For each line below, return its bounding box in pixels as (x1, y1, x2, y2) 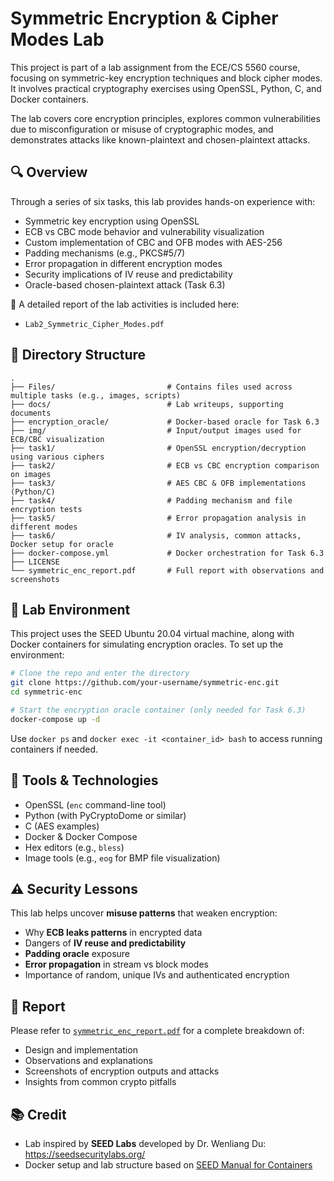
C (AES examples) (24, 820, 100, 832)
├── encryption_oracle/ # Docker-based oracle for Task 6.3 (10, 417, 320, 427)
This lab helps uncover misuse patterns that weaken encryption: (10, 907, 278, 919)
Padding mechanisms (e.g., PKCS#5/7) (24, 247, 186, 259)
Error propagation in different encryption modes (24, 257, 223, 269)
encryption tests (10, 504, 83, 514)
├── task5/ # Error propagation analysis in (10, 513, 307, 523)
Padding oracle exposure (24, 948, 130, 960)
